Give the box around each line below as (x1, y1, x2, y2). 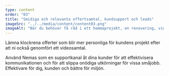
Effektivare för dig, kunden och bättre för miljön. (5, 65, 105, 71)
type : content (5, 7, 35, 12)
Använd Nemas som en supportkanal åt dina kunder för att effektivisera (5, 54, 153, 60)
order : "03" (5, 12, 30, 17)
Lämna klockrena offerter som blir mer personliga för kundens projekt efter (5, 39, 160, 45)
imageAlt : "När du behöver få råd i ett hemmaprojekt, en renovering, (5, 26, 156, 31)
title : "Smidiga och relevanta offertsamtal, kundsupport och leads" (5, 16, 154, 21)
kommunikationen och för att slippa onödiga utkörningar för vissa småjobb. (5, 60, 161, 66)
